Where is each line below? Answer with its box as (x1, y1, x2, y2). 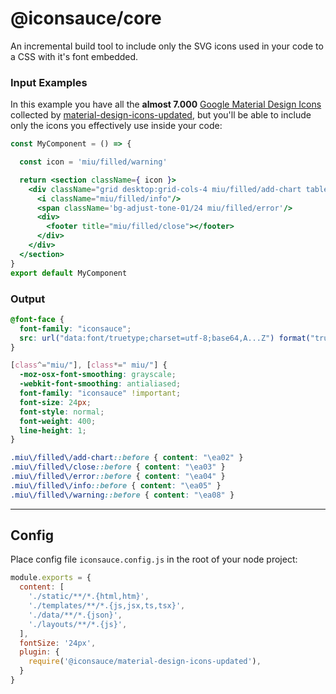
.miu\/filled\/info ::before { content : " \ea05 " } (10, 480, 222, 491)
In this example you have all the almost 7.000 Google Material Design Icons (10, 98, 322, 111)
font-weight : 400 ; (19, 416, 97, 426)
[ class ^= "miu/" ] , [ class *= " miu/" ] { (10, 360, 168, 371)
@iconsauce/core (10, 7, 162, 30)
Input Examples (10, 75, 88, 89)
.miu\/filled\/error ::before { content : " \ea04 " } (10, 472, 226, 482)
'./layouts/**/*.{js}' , (28, 619, 128, 629)
